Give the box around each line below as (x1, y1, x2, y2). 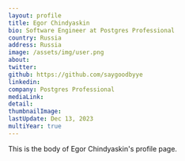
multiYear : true (8, 122, 62, 130)
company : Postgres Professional (8, 85, 115, 94)
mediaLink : (8, 93, 44, 101)
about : (8, 56, 30, 64)
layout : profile (8, 11, 62, 20)
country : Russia (8, 33, 62, 42)
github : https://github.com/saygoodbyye (8, 71, 144, 79)
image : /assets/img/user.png (8, 48, 104, 56)
